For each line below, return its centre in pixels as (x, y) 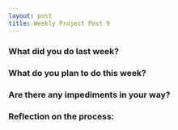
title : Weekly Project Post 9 (59, 23)
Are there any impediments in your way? (89, 95)
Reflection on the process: (61, 116)
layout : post (30, 16)
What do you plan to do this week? (78, 73)
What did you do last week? (64, 52)
